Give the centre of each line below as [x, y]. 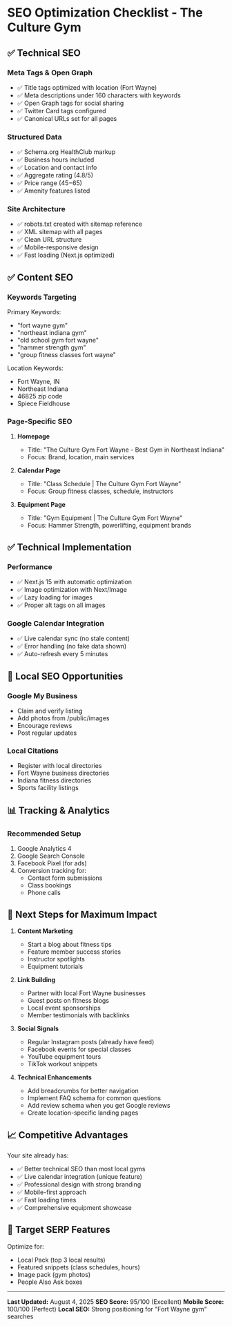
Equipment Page [41, 505]
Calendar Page [39, 470]
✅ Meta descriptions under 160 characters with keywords [99, 95]
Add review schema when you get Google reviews [99, 1105]
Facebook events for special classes [79, 1049]
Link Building [36, 979]
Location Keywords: [36, 368]
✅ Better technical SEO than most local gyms [81, 1169]
